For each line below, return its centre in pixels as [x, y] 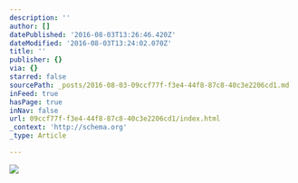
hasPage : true [36, 102]
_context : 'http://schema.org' [68, 128]
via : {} [24, 69]
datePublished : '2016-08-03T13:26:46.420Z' [93, 34]
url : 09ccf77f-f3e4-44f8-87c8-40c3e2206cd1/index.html [115, 119]
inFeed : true [34, 93]
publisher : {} [36, 60]
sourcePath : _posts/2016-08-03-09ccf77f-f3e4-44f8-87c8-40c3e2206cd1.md [149, 85]
